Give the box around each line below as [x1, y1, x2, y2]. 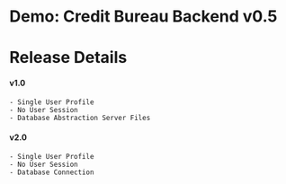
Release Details [9, 48, 128, 68]
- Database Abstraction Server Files [9, 113, 151, 122]
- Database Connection [9, 168, 94, 177]
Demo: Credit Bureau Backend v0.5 [9, 6, 278, 27]
